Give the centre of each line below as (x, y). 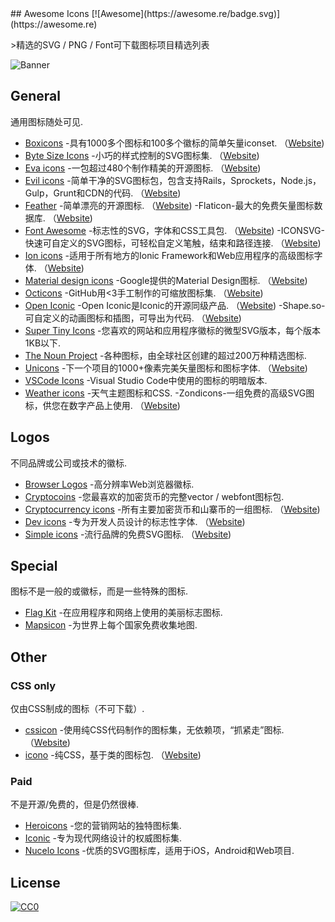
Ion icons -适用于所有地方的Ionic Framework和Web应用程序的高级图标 (169, 255)
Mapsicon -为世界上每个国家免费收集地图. (111, 625)
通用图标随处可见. (47, 121)
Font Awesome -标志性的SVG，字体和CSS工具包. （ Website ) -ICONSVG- (174, 230)
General (36, 96)
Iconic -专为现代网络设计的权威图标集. (103, 838)
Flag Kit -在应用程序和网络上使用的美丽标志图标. (123, 613)
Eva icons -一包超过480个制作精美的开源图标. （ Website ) (143, 168)
